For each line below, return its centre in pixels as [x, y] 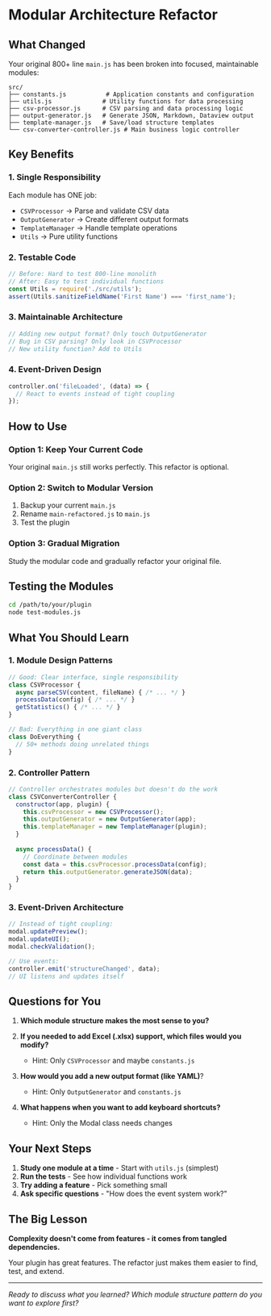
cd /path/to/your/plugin [50, 605]
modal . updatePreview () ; [48, 932]
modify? [34, 1045]
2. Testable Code [42, 257]
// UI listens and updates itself [67, 976]
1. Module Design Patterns [60, 661]
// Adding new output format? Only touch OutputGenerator [108, 334]
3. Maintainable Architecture [66, 317]
